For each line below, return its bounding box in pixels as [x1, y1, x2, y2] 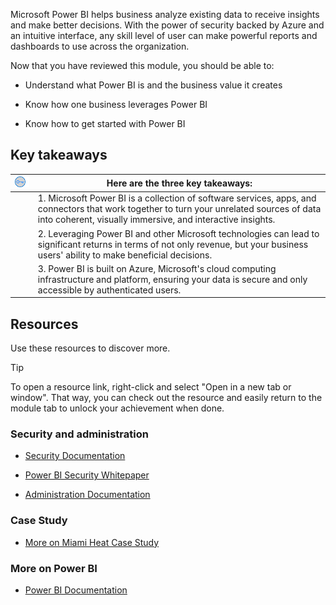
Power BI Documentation [24, 584, 128, 596]
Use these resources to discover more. [10, 342, 171, 354]
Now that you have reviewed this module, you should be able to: [10, 60, 275, 71]
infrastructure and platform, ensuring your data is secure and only [37, 273, 308, 285]
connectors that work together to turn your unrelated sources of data [37, 203, 322, 215]
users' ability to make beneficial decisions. [37, 249, 213, 261]
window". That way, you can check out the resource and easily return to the [10, 392, 323, 404]
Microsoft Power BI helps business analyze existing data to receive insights [10, 9, 320, 20]
